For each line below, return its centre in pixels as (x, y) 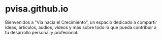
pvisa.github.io (37, 9)
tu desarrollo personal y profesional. (42, 32)
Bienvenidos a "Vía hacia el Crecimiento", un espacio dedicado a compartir (81, 22)
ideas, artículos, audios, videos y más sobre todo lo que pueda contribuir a (81, 27)
